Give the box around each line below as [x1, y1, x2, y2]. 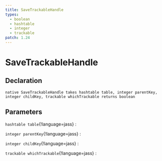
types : [5, 12, 19, 17]
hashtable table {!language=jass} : [5, 121, 76, 127]
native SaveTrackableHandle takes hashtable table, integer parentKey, [5, 89, 157, 95]
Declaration [5, 76, 42, 85]
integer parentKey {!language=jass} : [5, 130, 81, 136]
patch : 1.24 [5, 35, 30, 40]
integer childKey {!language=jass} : [5, 140, 79, 146]
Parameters [5, 108, 42, 116]
